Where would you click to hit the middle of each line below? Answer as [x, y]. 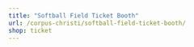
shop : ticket [30, 30]
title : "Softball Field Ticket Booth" [74, 16]
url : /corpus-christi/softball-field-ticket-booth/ [97, 23]
